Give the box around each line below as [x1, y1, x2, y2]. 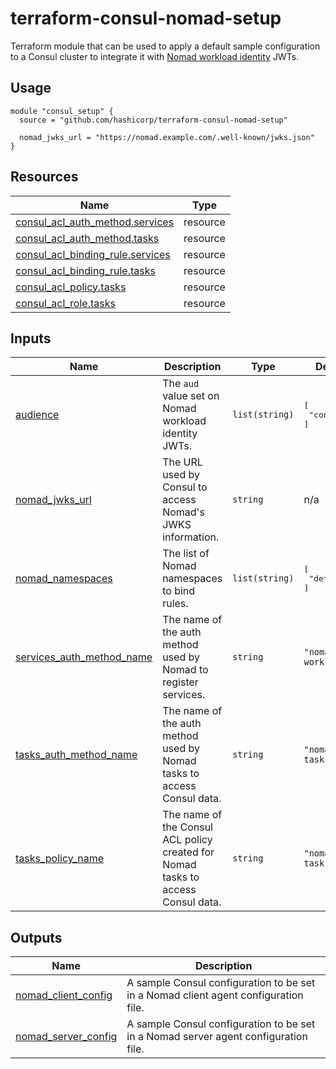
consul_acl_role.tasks [15, 296, 116, 310]
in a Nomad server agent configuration [126, 1030, 308, 1044]
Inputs [10, 330, 52, 347]
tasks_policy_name [15, 852, 105, 866]
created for [162, 845, 215, 859]
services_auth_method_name [15, 650, 153, 664]
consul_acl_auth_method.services [15, 215, 175, 229]
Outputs [10, 929, 63, 946]
